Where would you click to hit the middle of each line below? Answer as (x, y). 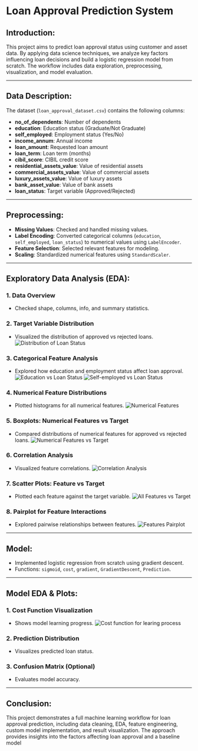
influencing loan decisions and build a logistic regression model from (90, 59)
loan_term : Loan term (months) (53, 153)
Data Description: (39, 96)
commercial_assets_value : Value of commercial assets (82, 172)
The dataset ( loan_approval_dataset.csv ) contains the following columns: (95, 110)
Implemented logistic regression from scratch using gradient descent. (99, 563)
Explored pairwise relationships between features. (75, 525)
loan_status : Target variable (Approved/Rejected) (75, 191)
